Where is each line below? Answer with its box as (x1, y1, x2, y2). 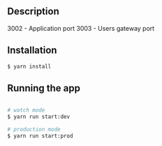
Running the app (7, 82, 80, 94)
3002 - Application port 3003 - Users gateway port (7, 24, 155, 32)
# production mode (7, 126, 61, 133)
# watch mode (7, 107, 45, 114)
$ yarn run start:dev (7, 113, 71, 121)
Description (7, 6, 59, 17)
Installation (7, 45, 57, 57)
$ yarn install (7, 63, 52, 70)
